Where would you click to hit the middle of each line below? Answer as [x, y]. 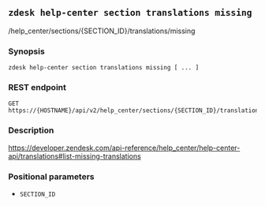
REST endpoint [37, 88]
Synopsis [26, 51]
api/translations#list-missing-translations [75, 156]
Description [31, 130]
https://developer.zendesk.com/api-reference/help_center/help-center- [124, 148]
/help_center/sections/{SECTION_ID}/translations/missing [102, 31]
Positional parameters [51, 176]
